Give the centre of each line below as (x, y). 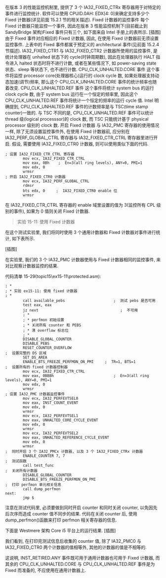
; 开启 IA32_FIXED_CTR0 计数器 (35, 177)
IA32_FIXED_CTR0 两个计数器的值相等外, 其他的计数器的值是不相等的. (76, 547)
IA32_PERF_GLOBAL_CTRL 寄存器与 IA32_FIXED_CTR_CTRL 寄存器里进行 (79, 138)
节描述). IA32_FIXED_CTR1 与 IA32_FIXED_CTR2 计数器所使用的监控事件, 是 (82, 51)
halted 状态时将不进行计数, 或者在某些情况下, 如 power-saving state (88, 63)
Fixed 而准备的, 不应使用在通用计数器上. (46, 570)
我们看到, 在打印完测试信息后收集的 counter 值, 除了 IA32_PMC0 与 (73, 541)
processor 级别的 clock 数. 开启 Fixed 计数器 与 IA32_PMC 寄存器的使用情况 (82, 125)
